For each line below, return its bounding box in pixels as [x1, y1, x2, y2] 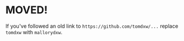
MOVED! [5, 3, 48, 17]
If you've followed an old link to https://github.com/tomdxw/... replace [5, 23, 179, 29]
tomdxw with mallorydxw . [5, 28, 63, 35]
